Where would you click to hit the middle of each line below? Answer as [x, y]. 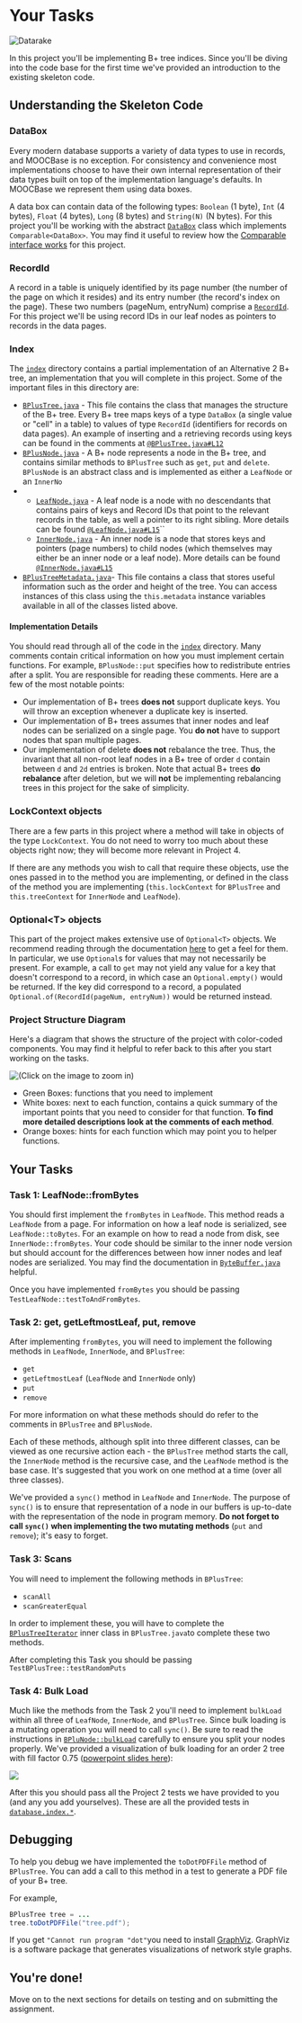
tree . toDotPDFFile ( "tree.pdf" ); [70, 1923]
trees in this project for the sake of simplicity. [106, 788]
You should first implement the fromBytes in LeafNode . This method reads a [147, 1214]
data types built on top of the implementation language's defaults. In [136, 179]
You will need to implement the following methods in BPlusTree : [126, 1579]
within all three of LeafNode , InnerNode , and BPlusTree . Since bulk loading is [148, 1720]
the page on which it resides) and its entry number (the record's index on [145, 297]
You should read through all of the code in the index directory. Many [135, 646]
